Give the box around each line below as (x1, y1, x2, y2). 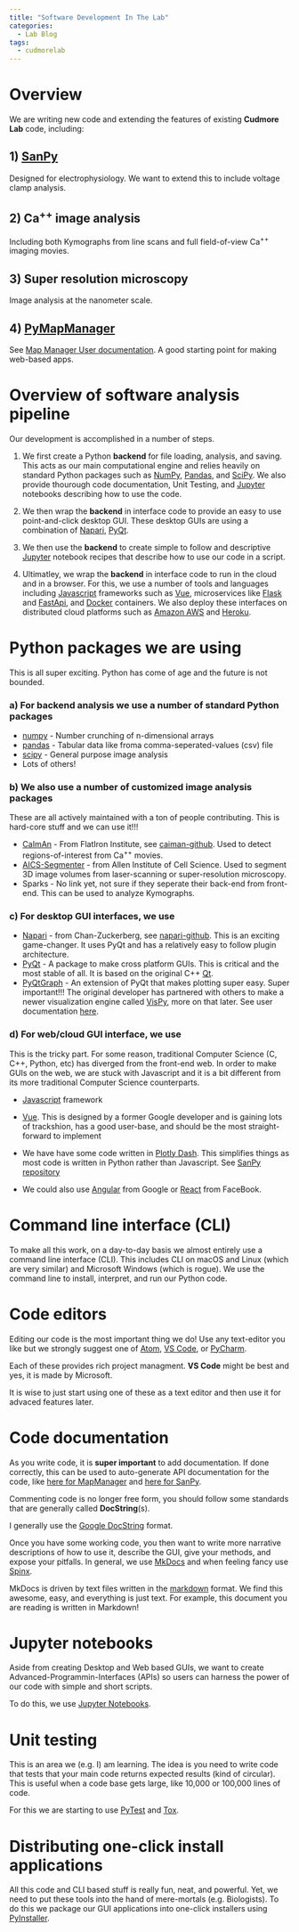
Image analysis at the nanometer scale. (9, 295, 153, 306)
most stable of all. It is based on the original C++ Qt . (21, 968, 214, 979)
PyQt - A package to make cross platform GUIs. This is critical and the (21, 958, 279, 969)
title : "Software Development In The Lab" (9, 12, 169, 22)
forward (21, 1130, 52, 1141)
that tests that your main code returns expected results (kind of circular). (9, 1769, 276, 1780)
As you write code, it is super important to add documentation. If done (9, 1457, 270, 1468)
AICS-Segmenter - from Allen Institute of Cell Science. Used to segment (21, 860, 287, 870)
